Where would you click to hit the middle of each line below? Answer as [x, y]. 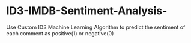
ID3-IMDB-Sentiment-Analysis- [87, 11]
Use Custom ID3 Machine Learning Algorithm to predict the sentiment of [96, 27]
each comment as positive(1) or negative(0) [60, 33]
